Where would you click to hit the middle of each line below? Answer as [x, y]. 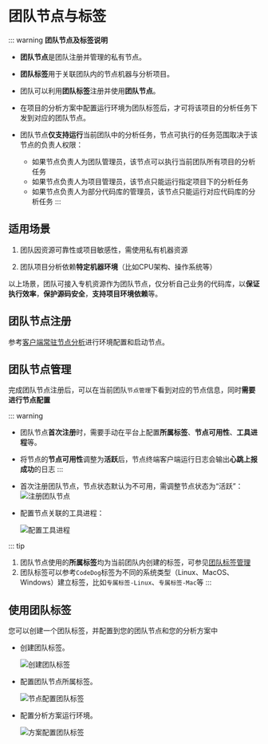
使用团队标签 [40, 610]
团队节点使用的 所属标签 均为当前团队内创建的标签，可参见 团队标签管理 [135, 562]
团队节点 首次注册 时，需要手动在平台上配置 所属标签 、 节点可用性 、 [128, 432]
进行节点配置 [29, 400]
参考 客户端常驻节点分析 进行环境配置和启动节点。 [89, 342]
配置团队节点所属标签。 [58, 682]
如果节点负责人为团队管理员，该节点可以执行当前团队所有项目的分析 [144, 161]
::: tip [17, 546]
